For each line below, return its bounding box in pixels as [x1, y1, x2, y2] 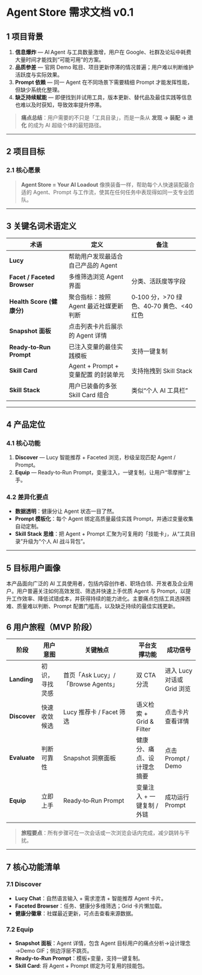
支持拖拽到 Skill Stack [131, 366, 192, 375]
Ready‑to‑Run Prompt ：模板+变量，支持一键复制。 [14, 955, 144, 962]
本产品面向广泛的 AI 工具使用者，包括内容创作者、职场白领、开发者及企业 [6, 580, 188, 588]
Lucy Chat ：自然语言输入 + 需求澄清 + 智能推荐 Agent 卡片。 [14, 894, 167, 901]
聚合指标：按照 [69, 293, 111, 301]
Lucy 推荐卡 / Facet [63, 708, 118, 716]
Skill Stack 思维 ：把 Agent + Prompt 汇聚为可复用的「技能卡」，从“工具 [14, 530, 191, 538]
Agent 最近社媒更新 [69, 302, 124, 310]
